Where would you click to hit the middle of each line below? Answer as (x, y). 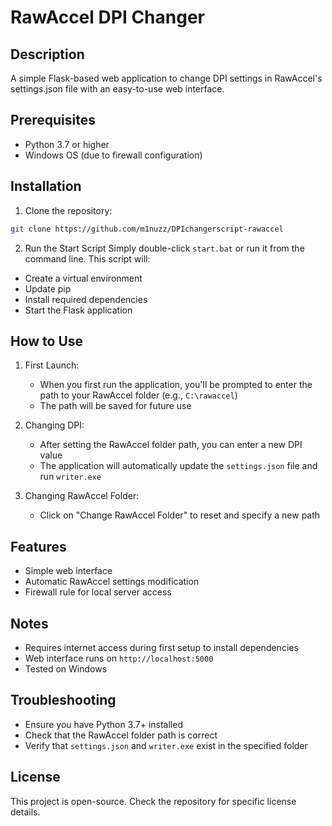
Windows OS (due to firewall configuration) (113, 155)
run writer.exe (70, 477)
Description (47, 54)
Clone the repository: (68, 210)
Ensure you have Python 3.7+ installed (103, 724)
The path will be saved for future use (115, 406)
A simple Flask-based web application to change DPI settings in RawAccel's (166, 78)
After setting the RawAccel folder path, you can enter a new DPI (171, 445)
